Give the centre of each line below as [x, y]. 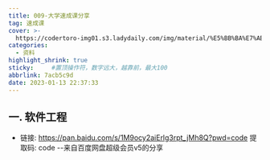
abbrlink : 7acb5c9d [41, 75]
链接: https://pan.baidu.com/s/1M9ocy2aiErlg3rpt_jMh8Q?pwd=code [134, 138]
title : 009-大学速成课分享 [49, 16]
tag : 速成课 [27, 23]
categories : [28, 46]
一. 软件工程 [38, 117]
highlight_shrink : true [48, 61]
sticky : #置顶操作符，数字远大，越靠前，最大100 [88, 68]
